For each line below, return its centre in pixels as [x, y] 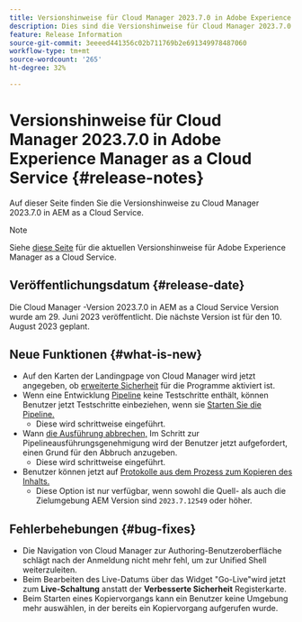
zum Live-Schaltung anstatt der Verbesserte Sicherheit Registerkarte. [155, 589]
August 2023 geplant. [49, 326]
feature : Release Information [66, 34]
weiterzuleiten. [50, 570]
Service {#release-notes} [107, 178]
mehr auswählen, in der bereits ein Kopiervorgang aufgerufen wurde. [150, 608]
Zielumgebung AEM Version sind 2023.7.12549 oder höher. [144, 500]
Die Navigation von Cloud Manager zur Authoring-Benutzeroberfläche [152, 551]
